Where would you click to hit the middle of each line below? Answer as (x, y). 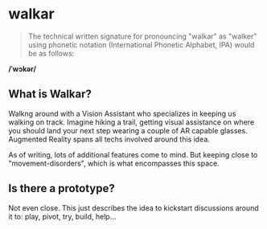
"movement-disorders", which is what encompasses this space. (114, 163)
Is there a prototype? (62, 188)
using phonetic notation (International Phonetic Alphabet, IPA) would (141, 44)
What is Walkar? (50, 94)
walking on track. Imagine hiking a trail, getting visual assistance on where (131, 122)
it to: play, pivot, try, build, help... (62, 216)
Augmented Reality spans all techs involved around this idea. (109, 139)
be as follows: (51, 53)
